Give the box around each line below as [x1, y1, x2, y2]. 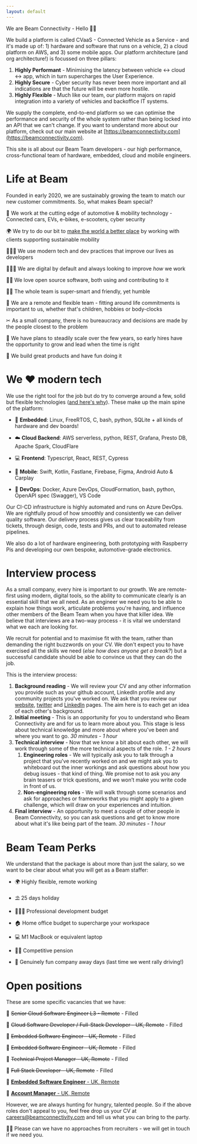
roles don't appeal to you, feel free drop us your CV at [6, 1108, 137, 1115]
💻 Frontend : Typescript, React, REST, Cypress [14, 454, 129, 461]
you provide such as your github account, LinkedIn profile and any [14, 689, 175, 696]
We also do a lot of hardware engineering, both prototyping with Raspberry [6, 540, 188, 547]
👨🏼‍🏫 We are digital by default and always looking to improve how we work [6, 265, 186, 272]
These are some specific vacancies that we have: [6, 999, 126, 1006]
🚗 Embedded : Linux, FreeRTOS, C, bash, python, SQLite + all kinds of [14, 416, 183, 423]
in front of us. [23, 783, 56, 790]
